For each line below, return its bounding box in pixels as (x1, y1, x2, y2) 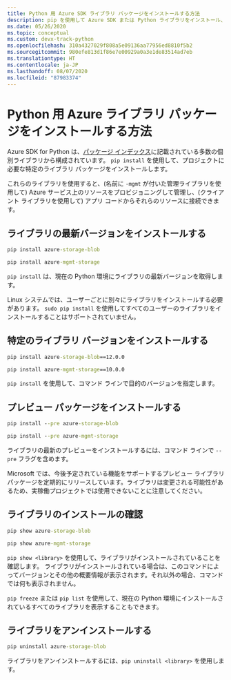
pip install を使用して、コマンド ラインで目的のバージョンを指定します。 (7, 379, 219, 387)
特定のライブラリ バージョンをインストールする (7, 335, 209, 347)
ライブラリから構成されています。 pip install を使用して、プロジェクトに (12, 156, 225, 164)
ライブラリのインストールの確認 (7, 509, 143, 521)
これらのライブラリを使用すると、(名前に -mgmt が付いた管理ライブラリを (7, 179, 216, 188)
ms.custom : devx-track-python (7, 36, 94, 43)
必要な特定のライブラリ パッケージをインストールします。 (7, 165, 171, 173)
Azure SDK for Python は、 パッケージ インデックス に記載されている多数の (7, 148, 217, 156)
